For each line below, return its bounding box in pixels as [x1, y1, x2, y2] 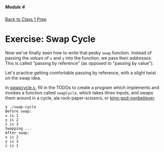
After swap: [5, 130, 30, 135]
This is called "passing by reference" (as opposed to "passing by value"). [5, 60, 154, 66]
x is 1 [5, 113, 19, 118]
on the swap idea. [5, 75, 41, 81]
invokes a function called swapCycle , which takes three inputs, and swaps [5, 90, 154, 95]
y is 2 [5, 117, 19, 122]
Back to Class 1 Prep [5, 16, 47, 22]
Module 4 [5, 4, 26, 10]
